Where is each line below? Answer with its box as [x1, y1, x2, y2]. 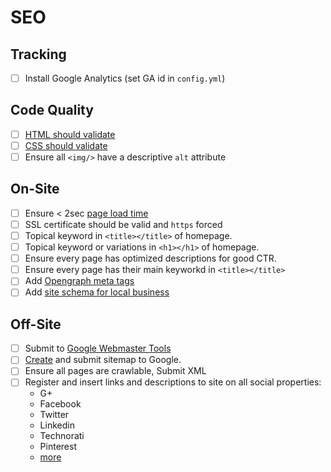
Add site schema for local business [24, 286, 170, 298]
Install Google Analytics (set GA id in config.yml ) [24, 72, 226, 84]
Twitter [39, 409, 70, 421]
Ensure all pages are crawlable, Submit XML [24, 365, 207, 377]
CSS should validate [24, 139, 108, 151]
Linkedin [39, 419, 75, 431]
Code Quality [10, 102, 94, 119]
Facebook [39, 398, 82, 410]
